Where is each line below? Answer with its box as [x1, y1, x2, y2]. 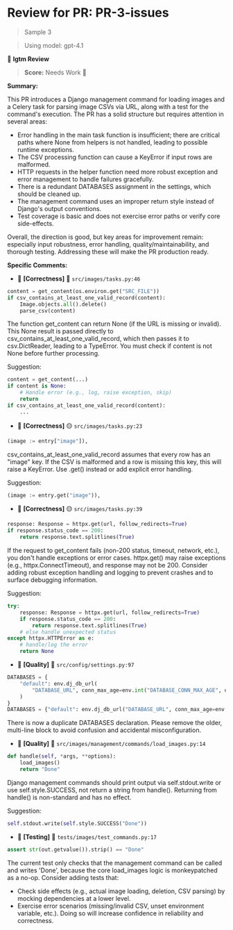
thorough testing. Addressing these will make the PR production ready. [7, 247, 209, 256]
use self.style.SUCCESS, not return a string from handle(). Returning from [7, 786, 217, 794]
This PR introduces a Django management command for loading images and [7, 95, 225, 103]
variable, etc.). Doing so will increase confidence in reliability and [17, 908, 204, 917]
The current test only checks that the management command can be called [7, 858, 223, 867]
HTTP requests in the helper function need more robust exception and [17, 167, 218, 176]
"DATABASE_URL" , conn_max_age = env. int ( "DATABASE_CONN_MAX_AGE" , [32, 686, 222, 694]
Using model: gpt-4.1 [24, 41, 84, 49]
